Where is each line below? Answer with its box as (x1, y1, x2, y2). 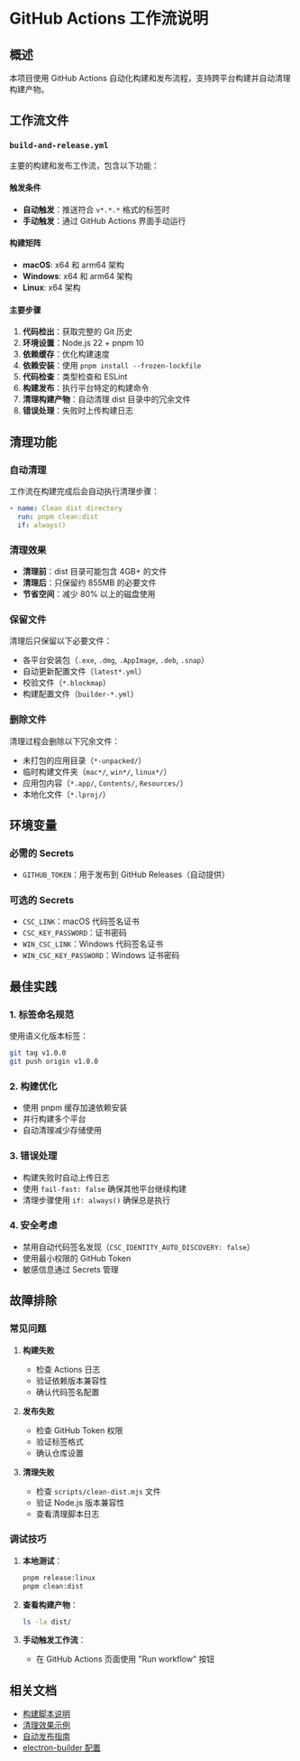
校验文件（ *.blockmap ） (22, 677, 111, 688)
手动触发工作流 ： (22, 1635, 86, 1645)
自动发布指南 (22, 1731, 70, 1742)
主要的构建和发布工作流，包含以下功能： (9, 160, 159, 171)
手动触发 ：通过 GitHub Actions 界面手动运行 (22, 215, 186, 226)
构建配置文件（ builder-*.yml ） (22, 688, 139, 700)
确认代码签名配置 (35, 1386, 100, 1397)
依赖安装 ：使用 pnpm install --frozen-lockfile (22, 360, 202, 371)
